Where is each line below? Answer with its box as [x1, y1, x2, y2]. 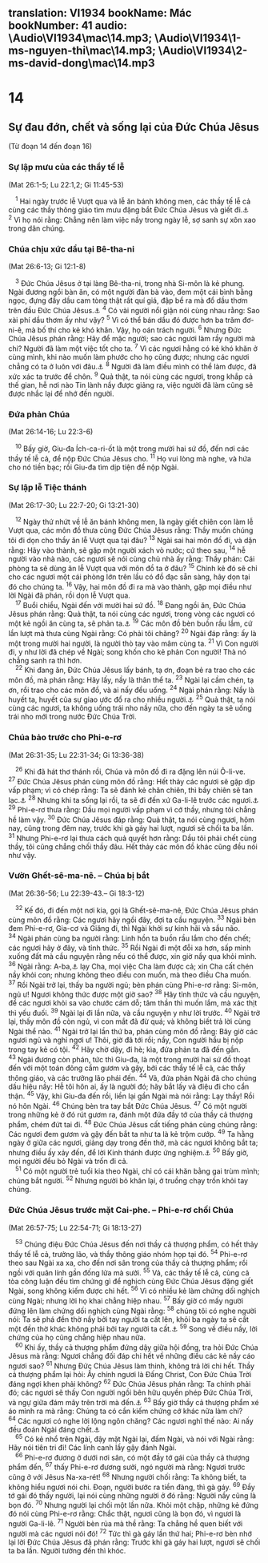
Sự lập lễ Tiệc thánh [8, 482, 87, 493]
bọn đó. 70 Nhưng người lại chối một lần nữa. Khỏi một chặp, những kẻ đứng [8, 1499, 258, 1510]
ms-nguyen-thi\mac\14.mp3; [8, 44, 156, 58]
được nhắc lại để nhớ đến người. [8, 389, 114, 398]
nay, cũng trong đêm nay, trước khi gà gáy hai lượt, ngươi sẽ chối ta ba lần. [8, 823, 254, 832]
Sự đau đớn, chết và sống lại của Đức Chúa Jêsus [8, 120, 260, 134]
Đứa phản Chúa [8, 409, 70, 420]
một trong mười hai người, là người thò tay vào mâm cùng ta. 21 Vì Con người [8, 637, 258, 648]
